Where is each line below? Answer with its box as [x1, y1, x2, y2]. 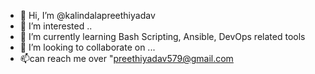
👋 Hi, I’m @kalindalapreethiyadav [19, 10, 156, 21]
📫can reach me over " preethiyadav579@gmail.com [19, 53, 234, 64]
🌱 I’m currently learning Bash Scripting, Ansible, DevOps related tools [19, 31, 306, 42]
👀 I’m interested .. [19, 20, 93, 32]
